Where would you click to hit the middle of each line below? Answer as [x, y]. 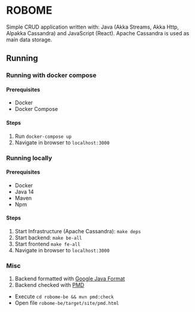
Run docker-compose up [43, 136]
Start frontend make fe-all [47, 244]
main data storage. [29, 39]
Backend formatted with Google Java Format [70, 279]
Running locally [29, 157]
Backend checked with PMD [49, 285]
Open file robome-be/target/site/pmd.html [67, 303]
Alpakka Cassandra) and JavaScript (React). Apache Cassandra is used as [98, 33]
